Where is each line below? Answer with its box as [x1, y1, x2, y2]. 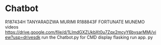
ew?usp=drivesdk [5, 34, 41, 40]
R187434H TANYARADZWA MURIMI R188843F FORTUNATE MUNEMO [5, 19, 145, 25]
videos [5, 24, 18, 30]
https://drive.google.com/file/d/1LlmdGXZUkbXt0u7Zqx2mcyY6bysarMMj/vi [5, 29, 156, 35]
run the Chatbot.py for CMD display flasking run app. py [41, 34, 153, 40]
